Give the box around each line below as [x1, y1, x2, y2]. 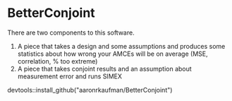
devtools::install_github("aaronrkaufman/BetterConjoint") [7, 85, 173, 94]
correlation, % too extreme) [17, 57, 98, 65]
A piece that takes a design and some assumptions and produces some [17, 42, 226, 50]
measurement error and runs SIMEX [17, 72, 122, 81]
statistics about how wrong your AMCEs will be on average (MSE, [17, 49, 208, 58]
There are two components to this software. [7, 28, 135, 37]
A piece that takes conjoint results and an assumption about [17, 64, 192, 73]
